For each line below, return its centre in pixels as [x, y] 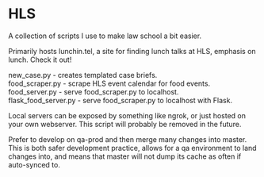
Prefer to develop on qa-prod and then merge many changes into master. [128, 139]
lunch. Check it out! [40, 60]
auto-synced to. [34, 164]
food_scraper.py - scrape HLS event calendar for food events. [109, 83]
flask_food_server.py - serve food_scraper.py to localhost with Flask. [120, 100]
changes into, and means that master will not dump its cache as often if [125, 156]
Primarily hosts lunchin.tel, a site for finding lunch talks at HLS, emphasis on [132, 51]
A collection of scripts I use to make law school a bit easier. [105, 36]
